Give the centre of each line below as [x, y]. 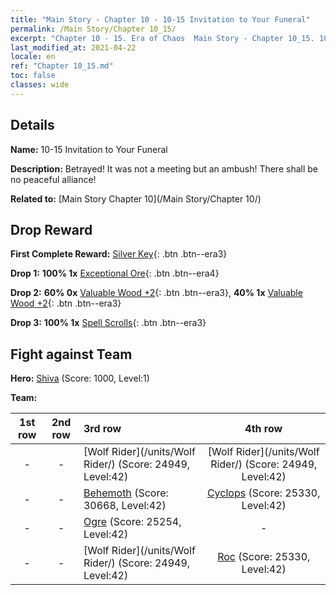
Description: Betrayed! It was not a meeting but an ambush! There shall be [164, 168]
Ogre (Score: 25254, [132, 522]
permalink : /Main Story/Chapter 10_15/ [93, 29]
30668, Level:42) [125, 506]
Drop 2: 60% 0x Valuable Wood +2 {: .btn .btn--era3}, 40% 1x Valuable [156, 293]
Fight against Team [71, 354]
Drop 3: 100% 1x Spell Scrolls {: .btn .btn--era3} [108, 323]
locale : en [33, 57]
